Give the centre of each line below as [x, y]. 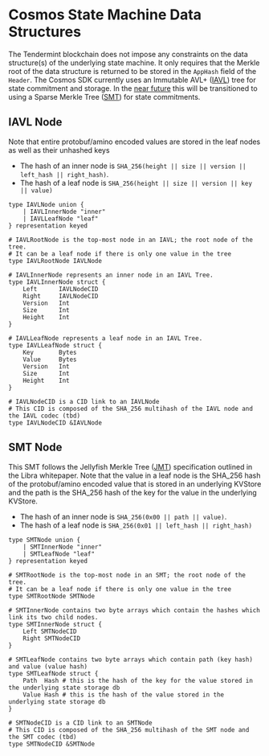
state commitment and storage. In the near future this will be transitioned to [133, 88]
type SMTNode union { [45, 540]
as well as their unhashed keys [59, 150]
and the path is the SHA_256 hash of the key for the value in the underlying [132, 492]
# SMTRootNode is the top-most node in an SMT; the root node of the [127, 575]
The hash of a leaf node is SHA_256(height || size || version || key [136, 183]
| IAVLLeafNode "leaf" [61, 219]
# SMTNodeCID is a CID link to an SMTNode [80, 723]
